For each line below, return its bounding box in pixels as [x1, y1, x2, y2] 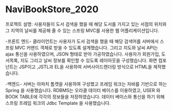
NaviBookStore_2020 [5, 4, 99, 15]
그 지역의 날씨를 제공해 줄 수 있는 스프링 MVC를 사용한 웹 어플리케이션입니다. [5, 27, 159, 34]
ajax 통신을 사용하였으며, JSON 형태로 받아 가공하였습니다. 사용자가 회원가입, [5, 51, 161, 57]
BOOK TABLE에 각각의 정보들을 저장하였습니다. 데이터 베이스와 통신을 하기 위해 [5, 93, 165, 100]
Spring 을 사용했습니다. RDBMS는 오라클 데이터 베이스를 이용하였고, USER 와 [5, 87, 161, 93]
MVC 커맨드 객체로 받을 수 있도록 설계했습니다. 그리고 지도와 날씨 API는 [14, 44, 158, 50]
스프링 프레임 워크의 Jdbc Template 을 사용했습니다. [5, 100, 111, 106]
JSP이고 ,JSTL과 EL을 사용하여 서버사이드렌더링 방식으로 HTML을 [18, 64, 152, 70]
